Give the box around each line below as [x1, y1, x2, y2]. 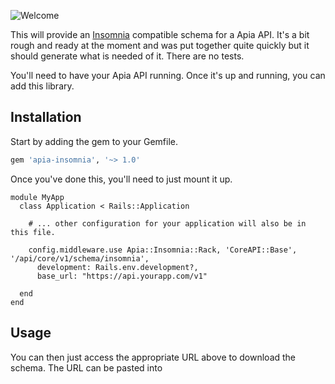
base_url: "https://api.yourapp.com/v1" [36, 271, 208, 281]
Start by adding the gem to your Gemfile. [10, 135, 178, 147]
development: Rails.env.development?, [36, 262, 199, 272]
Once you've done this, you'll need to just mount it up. [10, 173, 233, 185]
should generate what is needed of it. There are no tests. [10, 50, 245, 62]
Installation [10, 109, 82, 126]
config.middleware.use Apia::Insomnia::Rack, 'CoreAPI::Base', [28, 245, 298, 255]
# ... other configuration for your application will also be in [28, 218, 307, 229]
